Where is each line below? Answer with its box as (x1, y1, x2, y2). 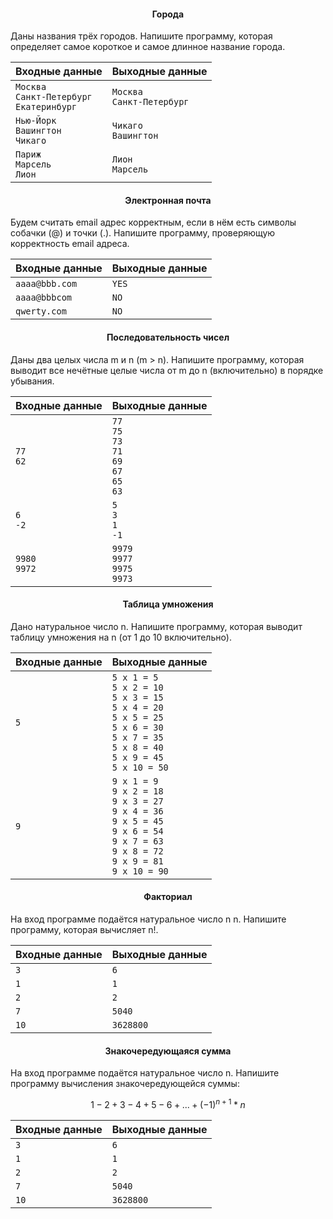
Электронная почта (124, 194, 212, 206)
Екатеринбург (15, 101, 78, 113)
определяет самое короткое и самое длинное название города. (10, 41, 286, 53)
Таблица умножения (122, 598, 214, 610)
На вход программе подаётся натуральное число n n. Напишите (10, 913, 287, 925)
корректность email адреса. (10, 238, 130, 250)
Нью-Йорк (15, 115, 57, 127)
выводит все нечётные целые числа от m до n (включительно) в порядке (10, 364, 324, 376)
